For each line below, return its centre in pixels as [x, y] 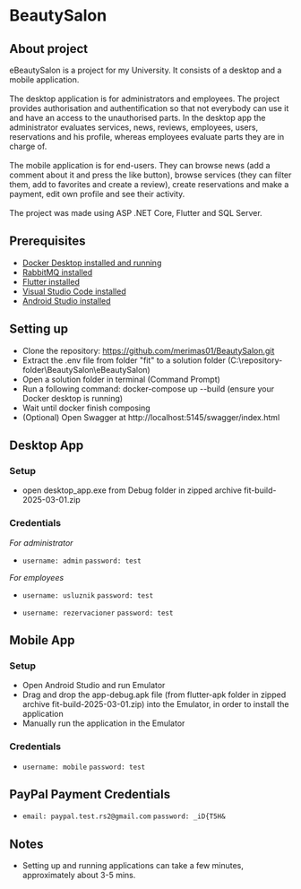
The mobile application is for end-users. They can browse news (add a [140, 165]
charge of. [28, 146]
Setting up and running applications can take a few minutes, [133, 866]
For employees [37, 577]
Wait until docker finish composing [86, 408]
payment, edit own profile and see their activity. [97, 194]
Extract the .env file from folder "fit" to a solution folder [124, 360]
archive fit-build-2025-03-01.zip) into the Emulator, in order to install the [155, 704]
